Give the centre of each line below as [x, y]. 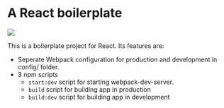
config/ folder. [38, 67]
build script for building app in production [89, 89]
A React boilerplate [65, 13]
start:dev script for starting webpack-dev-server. [101, 82]
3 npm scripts [38, 74]
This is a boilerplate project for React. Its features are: [86, 46]
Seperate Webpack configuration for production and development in [117, 59]
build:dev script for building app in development [99, 97]
